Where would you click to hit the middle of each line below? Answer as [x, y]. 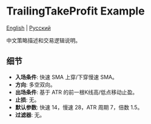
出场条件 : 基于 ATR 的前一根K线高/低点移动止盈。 [76, 92]
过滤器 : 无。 [30, 115]
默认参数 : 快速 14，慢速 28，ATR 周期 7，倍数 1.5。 [79, 107]
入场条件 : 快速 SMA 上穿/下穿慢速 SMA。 [66, 77]
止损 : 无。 [27, 100]
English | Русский [29, 28]
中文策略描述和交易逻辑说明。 [43, 40]
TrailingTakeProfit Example [75, 11]
